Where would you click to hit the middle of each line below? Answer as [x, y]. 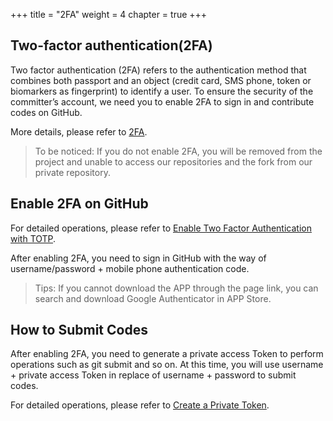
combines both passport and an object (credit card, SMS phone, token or [161, 80]
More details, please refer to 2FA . [79, 131]
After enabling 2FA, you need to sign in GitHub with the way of [138, 258]
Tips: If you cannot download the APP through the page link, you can [176, 288]
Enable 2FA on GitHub [79, 204]
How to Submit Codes [79, 330]
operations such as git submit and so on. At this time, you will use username [167, 365]
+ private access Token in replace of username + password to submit [153, 375]
